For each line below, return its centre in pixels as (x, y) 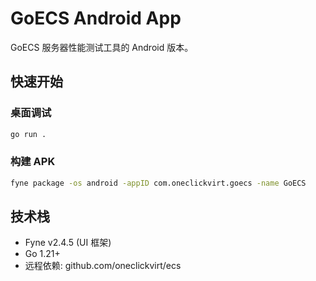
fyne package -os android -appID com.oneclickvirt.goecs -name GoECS (158, 183)
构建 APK (33, 162)
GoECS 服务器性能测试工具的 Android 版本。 (102, 47)
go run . (28, 134)
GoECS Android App (96, 18)
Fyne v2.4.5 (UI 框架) (68, 243)
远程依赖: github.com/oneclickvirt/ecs (103, 266)
